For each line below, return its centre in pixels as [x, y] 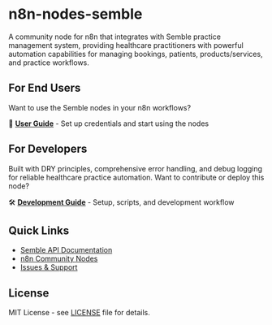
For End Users [45, 88]
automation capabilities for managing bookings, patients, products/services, [136, 54]
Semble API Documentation [66, 250]
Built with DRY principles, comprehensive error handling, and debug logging [135, 168]
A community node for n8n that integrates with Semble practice [115, 37]
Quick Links [39, 230]
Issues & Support [49, 267]
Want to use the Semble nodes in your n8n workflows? [100, 107]
